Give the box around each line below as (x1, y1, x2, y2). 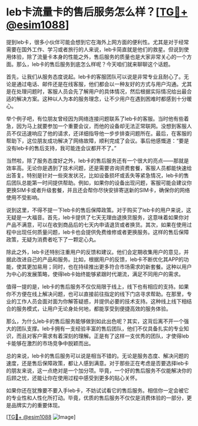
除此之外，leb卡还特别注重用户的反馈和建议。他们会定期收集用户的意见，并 (6, 248, 190, 255)
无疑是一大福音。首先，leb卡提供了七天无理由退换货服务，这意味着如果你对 (6, 213, 190, 221)
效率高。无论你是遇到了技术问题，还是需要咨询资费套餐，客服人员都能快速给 (6, 164, 192, 171)
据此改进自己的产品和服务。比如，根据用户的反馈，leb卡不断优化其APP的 (6, 256, 184, 263)
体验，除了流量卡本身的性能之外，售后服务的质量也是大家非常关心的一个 (11, 53, 187, 60)
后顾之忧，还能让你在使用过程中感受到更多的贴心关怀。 (6, 374, 140, 381)
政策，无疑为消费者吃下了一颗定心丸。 (6, 236, 99, 243)
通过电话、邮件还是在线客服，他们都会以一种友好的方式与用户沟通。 (16, 80, 181, 87)
